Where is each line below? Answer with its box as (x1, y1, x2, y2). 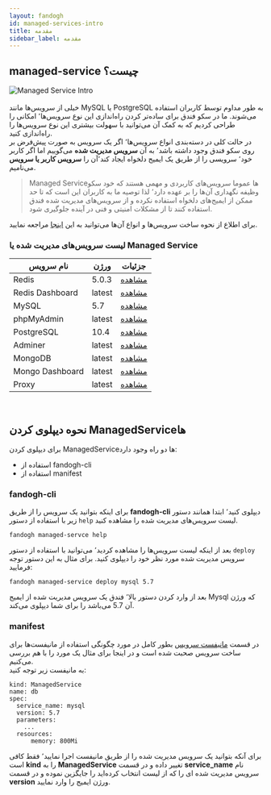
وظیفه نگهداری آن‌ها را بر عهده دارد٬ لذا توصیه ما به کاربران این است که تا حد (28, 187, 259, 197)
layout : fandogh (9, 11, 64, 20)
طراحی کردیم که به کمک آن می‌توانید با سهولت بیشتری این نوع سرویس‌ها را (9, 120, 236, 130)
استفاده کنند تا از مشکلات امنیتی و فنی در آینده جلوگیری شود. (28, 204, 213, 214)
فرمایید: (9, 562, 33, 572)
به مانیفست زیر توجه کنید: (9, 664, 87, 674)
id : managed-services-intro (9, 19, 104, 27)
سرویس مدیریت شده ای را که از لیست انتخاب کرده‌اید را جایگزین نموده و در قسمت (9, 768, 260, 778)
